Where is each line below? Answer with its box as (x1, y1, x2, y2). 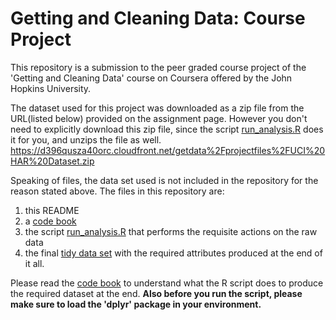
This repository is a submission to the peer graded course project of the (10, 61, 307, 73)
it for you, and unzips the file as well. (10, 133, 162, 146)
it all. (24, 257, 45, 269)
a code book (24, 215, 77, 227)
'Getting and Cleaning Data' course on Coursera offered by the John (10, 72, 293, 84)
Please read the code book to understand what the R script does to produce (10, 277, 324, 289)
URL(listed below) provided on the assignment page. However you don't (10, 112, 308, 124)
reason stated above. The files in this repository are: (10, 185, 225, 197)
